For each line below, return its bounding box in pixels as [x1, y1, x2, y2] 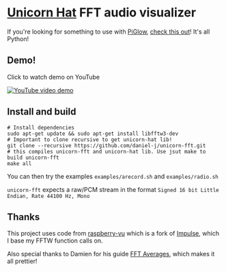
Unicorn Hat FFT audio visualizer [7, 5, 197, 21]
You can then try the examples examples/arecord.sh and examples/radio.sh [7, 172, 218, 180]
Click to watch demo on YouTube [7, 73, 100, 81]
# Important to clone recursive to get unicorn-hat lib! [7, 136, 173, 143]
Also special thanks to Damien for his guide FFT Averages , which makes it [7, 250, 215, 258]
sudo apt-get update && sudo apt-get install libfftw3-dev [7, 130, 179, 137]
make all [7, 160, 32, 167]
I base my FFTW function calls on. [7, 236, 104, 245]
